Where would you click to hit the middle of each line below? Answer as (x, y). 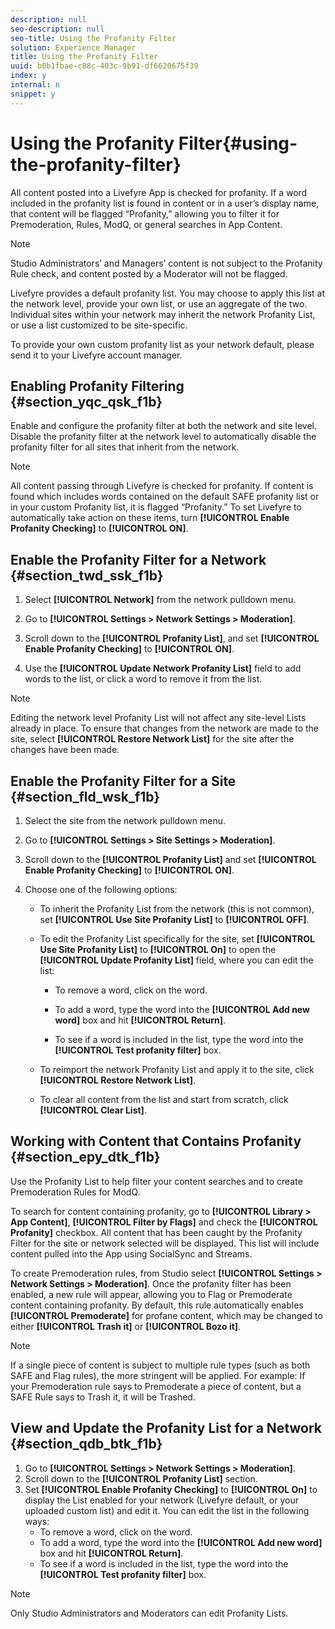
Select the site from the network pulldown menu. (125, 820)
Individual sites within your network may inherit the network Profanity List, (163, 314)
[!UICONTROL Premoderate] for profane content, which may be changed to (166, 1315)
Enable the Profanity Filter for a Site (123, 781)
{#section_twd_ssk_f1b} (87, 575)
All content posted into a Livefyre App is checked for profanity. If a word (159, 192)
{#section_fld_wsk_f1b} (85, 796)
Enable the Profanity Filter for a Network (138, 559)
